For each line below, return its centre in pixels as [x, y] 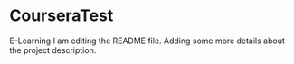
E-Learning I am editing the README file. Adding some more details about [147, 41]
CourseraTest [62, 16]
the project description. [53, 50]
